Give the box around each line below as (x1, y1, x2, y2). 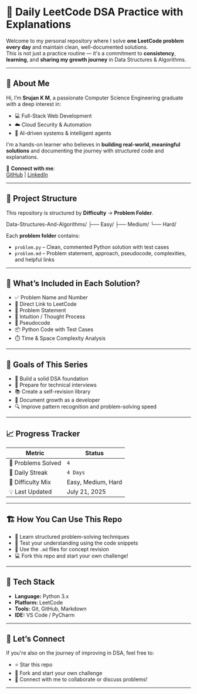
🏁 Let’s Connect (6, 634, 65, 644)
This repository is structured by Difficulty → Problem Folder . (6, 209, 154, 216)
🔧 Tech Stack (6, 577, 55, 587)
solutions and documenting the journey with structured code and (6, 147, 164, 154)
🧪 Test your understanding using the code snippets (14, 539, 138, 546)
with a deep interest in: (6, 100, 62, 108)
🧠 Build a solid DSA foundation (14, 375, 89, 382)
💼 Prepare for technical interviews (14, 382, 97, 389)
